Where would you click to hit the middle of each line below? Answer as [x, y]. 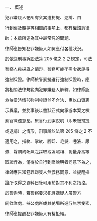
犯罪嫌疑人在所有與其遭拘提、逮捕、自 [43, 17]
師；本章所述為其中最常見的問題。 [39, 38]
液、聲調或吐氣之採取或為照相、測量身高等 [47, 152]
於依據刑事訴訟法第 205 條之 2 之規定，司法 [48, 59]
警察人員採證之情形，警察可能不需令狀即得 [47, 69]
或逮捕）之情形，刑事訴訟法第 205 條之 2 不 [48, 131]
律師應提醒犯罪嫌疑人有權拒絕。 [37, 213]
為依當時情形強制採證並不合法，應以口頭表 [47, 100]
